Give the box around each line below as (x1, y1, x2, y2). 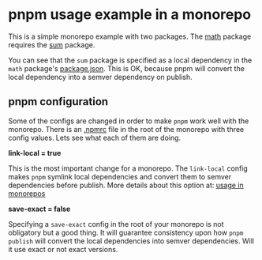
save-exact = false (8, 204, 71, 213)
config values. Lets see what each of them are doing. (8, 133, 182, 142)
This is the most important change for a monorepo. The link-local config (8, 164, 249, 173)
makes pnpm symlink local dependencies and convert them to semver (8, 171, 231, 181)
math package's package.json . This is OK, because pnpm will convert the (8, 63, 245, 73)
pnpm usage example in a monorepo (8, 6, 252, 24)
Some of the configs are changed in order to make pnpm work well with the (8, 116, 249, 126)
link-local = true (8, 148, 62, 157)
